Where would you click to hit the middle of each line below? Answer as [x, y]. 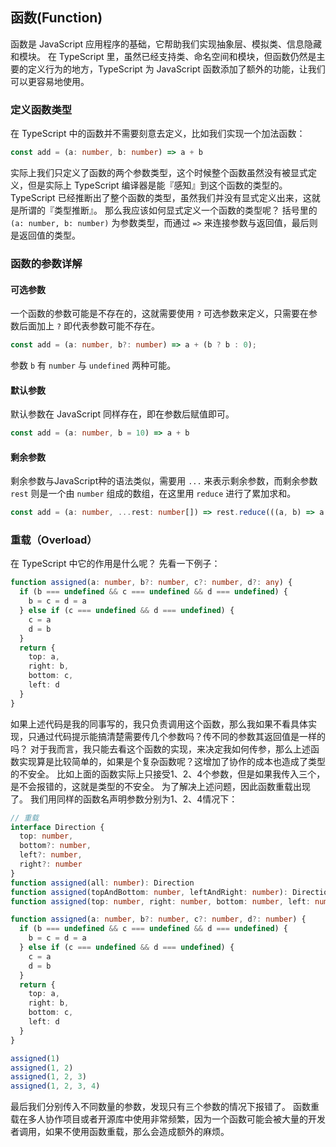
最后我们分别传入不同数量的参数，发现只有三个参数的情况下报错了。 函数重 [165, 1107]
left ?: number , [51, 855]
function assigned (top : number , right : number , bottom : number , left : [160, 901]
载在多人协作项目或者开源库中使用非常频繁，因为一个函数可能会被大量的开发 [168, 1119]
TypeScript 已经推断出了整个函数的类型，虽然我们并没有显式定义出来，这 [161, 197]
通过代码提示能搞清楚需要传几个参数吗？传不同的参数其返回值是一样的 [181, 736]
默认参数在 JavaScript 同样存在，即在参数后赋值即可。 [122, 414]
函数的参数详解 [46, 263]
